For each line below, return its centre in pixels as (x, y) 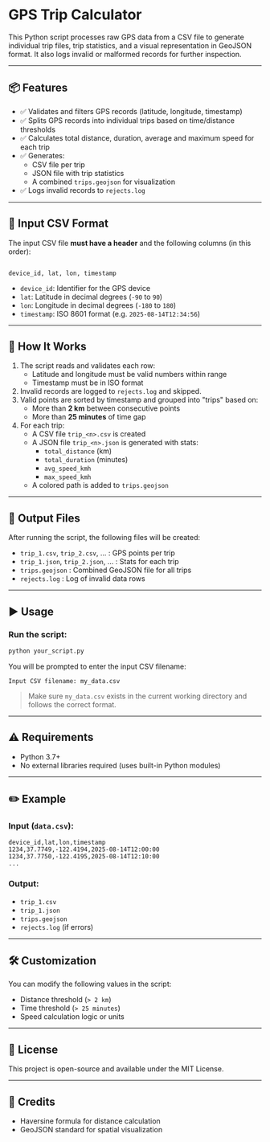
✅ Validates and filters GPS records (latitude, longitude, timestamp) (131, 111)
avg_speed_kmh (67, 469)
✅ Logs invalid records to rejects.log (83, 190)
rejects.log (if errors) (57, 927)
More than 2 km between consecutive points (106, 408)
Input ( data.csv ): (41, 825)
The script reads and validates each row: (88, 366)
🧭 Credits (32, 1101)
